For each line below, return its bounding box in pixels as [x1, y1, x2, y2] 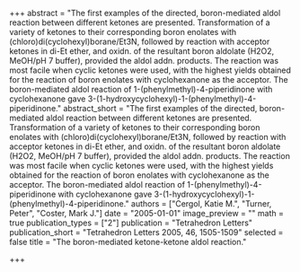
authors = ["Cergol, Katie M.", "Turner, [130, 198, 272, 209]
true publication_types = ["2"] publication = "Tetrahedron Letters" [9, 217, 253, 228]
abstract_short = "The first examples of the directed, [62, 103, 258, 113]
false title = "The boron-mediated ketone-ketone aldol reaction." [9, 237, 247, 247]
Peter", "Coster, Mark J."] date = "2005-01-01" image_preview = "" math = [9, 208, 285, 218]
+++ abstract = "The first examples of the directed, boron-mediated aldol [9, 8, 281, 18]
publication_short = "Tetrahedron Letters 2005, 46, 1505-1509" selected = [9, 227, 284, 237]
